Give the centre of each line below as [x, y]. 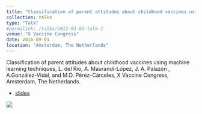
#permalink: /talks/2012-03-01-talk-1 [55, 28]
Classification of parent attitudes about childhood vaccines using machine [98, 62]
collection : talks [29, 17]
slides [22, 93]
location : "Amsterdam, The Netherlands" [58, 46]
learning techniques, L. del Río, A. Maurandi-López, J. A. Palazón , [88, 68]
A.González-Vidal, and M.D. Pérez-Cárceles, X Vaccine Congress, [88, 75]
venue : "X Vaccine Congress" [43, 34]
